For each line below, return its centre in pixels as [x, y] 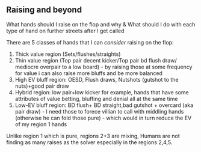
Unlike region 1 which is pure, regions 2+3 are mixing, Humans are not [93, 136]
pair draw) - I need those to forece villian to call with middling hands [99, 111]
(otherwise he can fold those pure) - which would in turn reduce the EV [103, 118]
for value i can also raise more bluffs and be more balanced [88, 73]
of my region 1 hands [41, 124]
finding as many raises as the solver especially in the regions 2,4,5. [89, 142]
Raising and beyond [44, 10]
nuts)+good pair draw [42, 86]
